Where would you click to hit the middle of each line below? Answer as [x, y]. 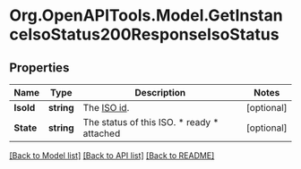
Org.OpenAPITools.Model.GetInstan [146, 16]
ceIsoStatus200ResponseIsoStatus [144, 34]
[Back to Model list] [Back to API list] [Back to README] [112, 156]
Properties [39, 68]
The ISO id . [106, 108]
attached [102, 133]
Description [160, 93]
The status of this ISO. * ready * [151, 122]
